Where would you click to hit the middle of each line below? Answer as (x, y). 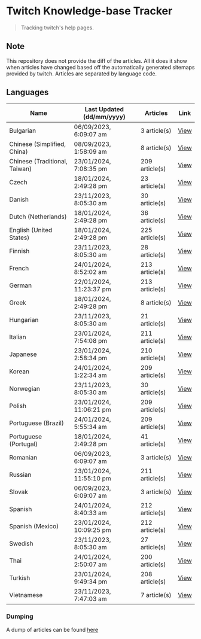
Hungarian (24, 319)
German (20, 285)
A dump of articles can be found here (52, 629)
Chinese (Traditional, (38, 161)
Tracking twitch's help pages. (57, 28)
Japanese (23, 354)
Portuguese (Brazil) (36, 423)
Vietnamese (26, 595)
